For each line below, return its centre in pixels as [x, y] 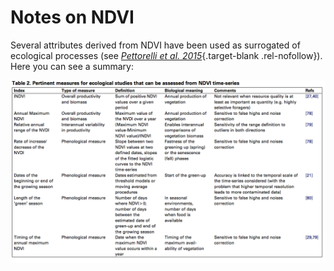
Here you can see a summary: [72, 66]
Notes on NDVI [72, 17]
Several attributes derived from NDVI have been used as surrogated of [155, 45]
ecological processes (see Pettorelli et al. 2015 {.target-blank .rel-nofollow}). [166, 55]
